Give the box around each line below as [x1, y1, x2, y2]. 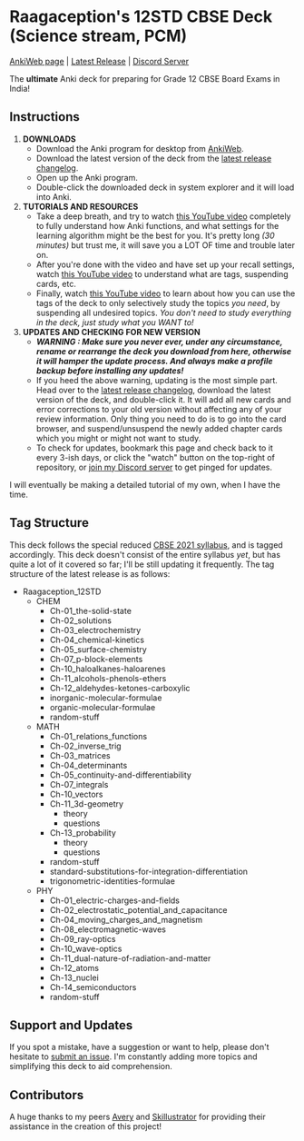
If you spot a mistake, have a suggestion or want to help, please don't [9, 1042, 270, 1053]
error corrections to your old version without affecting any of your [35, 403, 282, 414]
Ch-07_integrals [49, 779, 109, 789]
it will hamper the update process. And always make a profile [35, 355, 274, 366]
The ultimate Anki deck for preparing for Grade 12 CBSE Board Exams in [9, 73, 280, 84]
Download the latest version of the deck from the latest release [35, 153, 272, 164]
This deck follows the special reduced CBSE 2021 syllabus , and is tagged [9, 539, 283, 551]
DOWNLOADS [22, 134, 76, 144]
